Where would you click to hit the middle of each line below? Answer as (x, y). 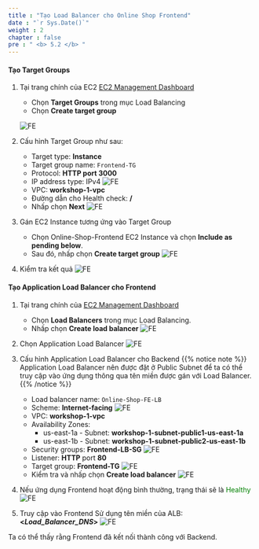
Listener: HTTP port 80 (69, 458)
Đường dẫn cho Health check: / (82, 198)
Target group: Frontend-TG (75, 466)
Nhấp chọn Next (58, 207)
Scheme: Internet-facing (72, 407)
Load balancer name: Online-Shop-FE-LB (97, 399)
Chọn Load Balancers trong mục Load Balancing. (111, 320)
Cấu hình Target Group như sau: (71, 142)
